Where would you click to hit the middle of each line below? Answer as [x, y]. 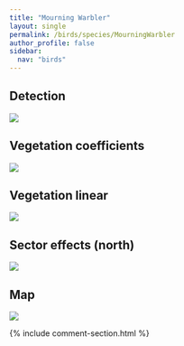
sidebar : [26, 51]
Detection [37, 96]
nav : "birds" [42, 60]
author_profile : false [52, 43]
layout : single [38, 26]
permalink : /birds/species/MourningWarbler [92, 34]
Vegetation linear [59, 196]
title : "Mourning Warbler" [60, 18]
